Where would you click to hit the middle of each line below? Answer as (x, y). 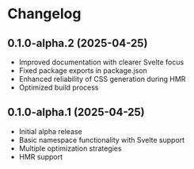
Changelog (44, 14)
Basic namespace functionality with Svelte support (102, 140)
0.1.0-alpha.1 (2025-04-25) (76, 112)
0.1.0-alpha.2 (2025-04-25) (78, 43)
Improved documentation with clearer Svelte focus (101, 62)
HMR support (41, 156)
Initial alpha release (50, 131)
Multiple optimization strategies (70, 148)
